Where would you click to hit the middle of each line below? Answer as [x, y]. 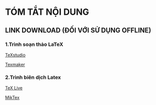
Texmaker [15, 64]
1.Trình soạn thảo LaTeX [34, 44]
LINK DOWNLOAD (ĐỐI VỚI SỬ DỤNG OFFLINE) [78, 30]
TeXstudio [15, 55]
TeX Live [14, 88]
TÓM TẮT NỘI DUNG [47, 12]
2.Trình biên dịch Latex [33, 77]
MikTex [12, 98]
